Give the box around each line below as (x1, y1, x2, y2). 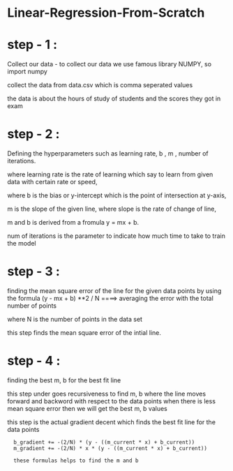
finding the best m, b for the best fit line (7, 375, 121, 384)
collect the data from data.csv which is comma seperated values (7, 81, 193, 89)
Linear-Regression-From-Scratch (7, 5, 205, 21)
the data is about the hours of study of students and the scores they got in (7, 94, 221, 103)
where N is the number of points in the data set (7, 315, 143, 323)
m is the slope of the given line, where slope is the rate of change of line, (7, 204, 216, 214)
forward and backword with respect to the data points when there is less (7, 396, 216, 405)
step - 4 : (7, 353, 61, 369)
